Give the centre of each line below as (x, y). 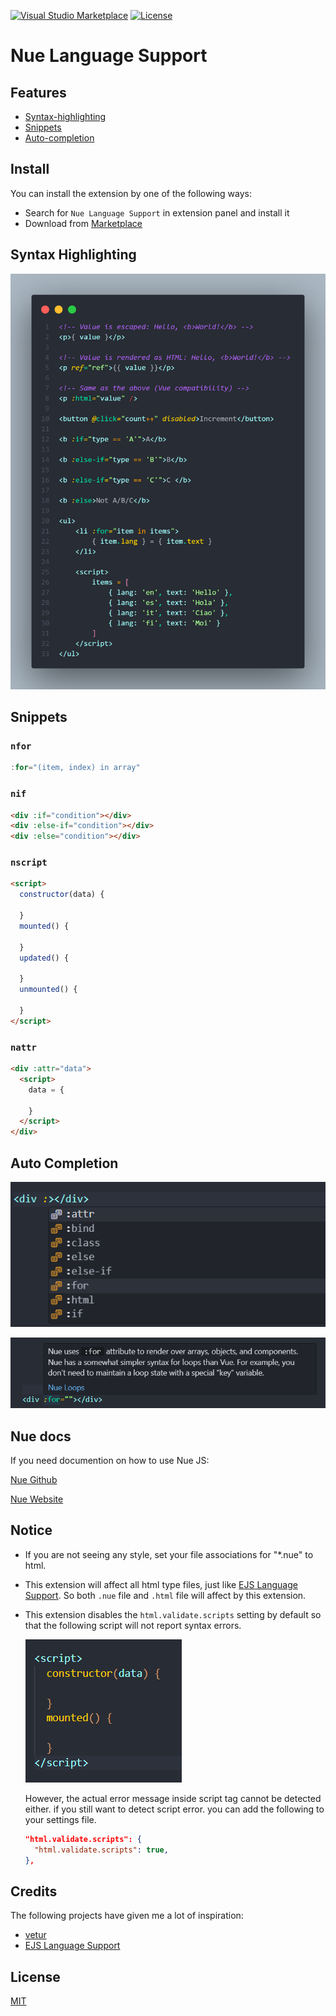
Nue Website (37, 1499)
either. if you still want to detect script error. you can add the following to (174, 1809)
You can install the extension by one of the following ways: (131, 193)
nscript (29, 863)
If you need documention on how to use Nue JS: (110, 1460)
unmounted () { (48, 990)
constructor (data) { (62, 895)
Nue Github (34, 1479)
